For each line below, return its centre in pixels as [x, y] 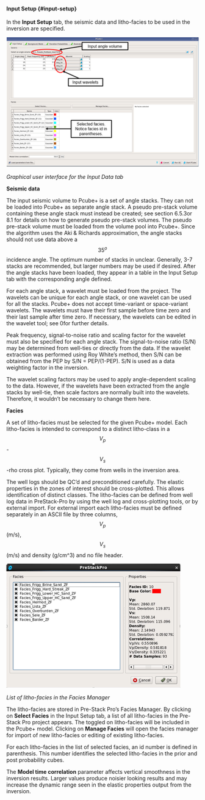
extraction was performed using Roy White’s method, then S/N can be [94, 355]
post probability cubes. [35, 760]
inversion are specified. [36, 29]
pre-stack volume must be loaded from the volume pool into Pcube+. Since [101, 226]
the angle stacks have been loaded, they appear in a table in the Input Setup [102, 273]
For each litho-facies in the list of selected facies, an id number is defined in [102, 747]
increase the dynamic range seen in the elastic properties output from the [99, 785]
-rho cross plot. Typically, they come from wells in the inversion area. [93, 470]
